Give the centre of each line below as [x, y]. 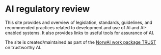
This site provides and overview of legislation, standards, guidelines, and [79, 22]
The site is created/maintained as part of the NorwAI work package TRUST [80, 42]
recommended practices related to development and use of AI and [72, 27]
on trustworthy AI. [23, 47]
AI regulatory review [47, 9]
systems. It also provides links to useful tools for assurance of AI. [88, 33]
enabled [13, 33]
